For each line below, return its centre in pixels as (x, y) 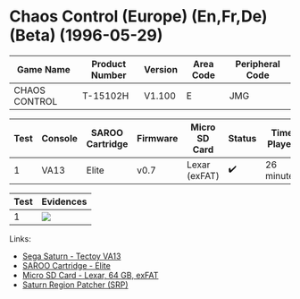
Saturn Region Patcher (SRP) (75, 285)
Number (108, 75)
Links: (20, 238)
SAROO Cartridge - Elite (67, 265)
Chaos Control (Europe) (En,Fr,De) (138, 17)
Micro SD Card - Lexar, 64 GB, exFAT (90, 275)
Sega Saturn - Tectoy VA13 (71, 256)
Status (242, 138)
